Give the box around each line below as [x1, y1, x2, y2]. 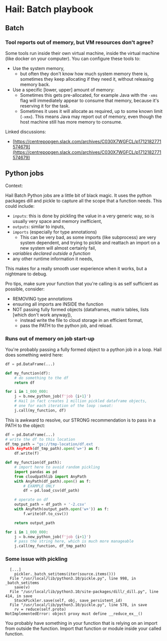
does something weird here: [5, 352, 63, 358]
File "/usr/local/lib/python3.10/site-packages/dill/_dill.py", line [10, 589, 158, 594]
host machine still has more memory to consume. [20, 119, 122, 125]
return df [14, 380, 35, 385]
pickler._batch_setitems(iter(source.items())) [14, 571, 116, 576]
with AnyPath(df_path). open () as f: [14, 479, 92, 484]
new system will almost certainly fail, [20, 245, 97, 251]
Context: [5, 183, 23, 189]
